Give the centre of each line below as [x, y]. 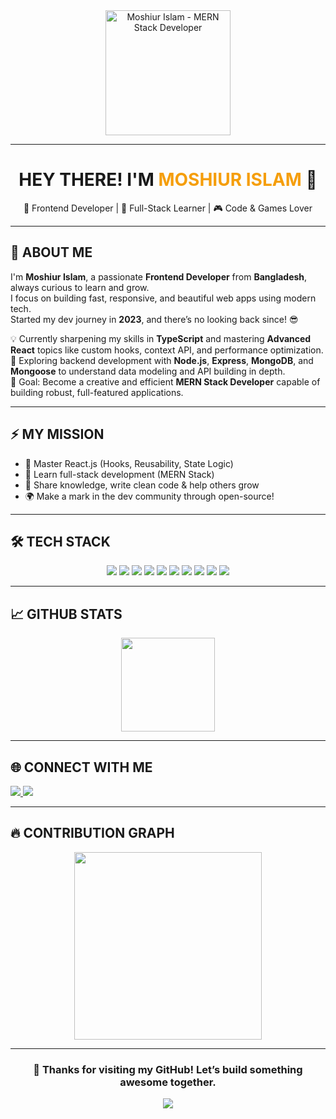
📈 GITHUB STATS [66, 614]
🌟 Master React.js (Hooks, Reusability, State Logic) [129, 463]
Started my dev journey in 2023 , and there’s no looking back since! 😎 [154, 319]
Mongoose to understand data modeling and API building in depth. [148, 371]
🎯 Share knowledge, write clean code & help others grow [142, 485]
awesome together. [168, 1082]
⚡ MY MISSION [57, 434]
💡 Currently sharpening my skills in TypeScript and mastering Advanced [161, 338]
